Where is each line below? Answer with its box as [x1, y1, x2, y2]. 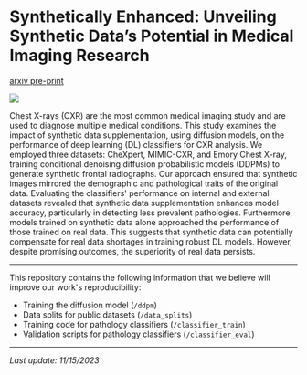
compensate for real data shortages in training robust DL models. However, [9, 235, 292, 247]
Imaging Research [9, 46, 150, 66]
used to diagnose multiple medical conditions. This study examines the [9, 120, 277, 130]
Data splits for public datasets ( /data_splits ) [22, 308, 193, 320]
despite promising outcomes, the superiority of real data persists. [9, 245, 256, 256]
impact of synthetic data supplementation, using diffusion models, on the [9, 130, 285, 141]
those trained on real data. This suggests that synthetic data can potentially [9, 226, 294, 237]
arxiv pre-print [9, 75, 64, 86]
